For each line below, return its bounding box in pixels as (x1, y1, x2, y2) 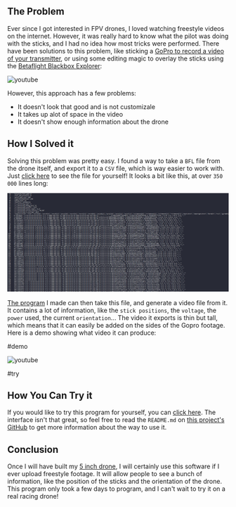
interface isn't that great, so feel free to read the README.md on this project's (7, 416, 225, 424)
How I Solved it (7, 138, 74, 150)
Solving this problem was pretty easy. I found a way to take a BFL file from (7, 156, 221, 165)
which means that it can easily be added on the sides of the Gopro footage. (7, 321, 225, 329)
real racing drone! (7, 492, 59, 501)
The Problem (7, 6, 65, 18)
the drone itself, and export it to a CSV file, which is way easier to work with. (7, 164, 225, 172)
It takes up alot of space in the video (17, 110, 124, 118)
